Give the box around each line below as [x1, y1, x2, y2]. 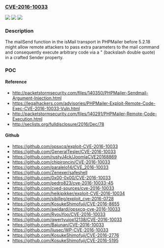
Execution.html [12, 116, 43, 122]
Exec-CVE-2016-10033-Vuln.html [12, 105, 80, 111]
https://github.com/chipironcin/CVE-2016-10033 [12, 159, 110, 165]
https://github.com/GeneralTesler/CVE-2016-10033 [12, 149, 116, 155]
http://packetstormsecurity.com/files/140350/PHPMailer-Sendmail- [12, 90, 149, 95]
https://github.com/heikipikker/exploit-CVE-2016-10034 [12, 190, 125, 196]
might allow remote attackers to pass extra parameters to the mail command [5, 44, 160, 50]
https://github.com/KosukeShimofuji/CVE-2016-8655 [12, 201, 120, 207]
